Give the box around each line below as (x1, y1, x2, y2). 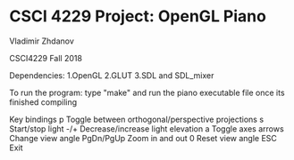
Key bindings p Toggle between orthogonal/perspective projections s (9, 114, 265, 124)
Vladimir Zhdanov (9, 36, 74, 46)
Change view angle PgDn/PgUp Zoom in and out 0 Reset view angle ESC (9, 132, 277, 143)
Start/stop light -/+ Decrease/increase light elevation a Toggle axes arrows (9, 123, 284, 134)
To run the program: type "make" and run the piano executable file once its (9, 87, 285, 98)
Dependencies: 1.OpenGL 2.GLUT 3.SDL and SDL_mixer (9, 69, 214, 81)
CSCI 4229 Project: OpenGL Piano (9, 6, 266, 27)
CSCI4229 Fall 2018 (9, 52, 83, 63)
